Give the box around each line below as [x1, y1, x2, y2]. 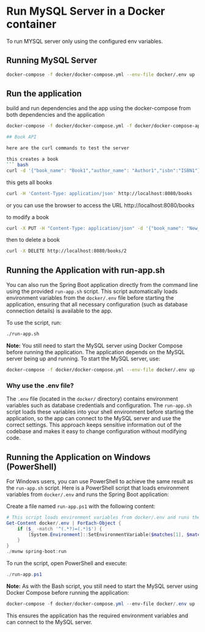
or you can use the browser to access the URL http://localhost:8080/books [6, 201, 195, 209]
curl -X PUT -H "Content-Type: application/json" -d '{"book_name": [6, 225, 184, 231]
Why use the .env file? [6, 381, 74, 390]
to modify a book [6, 213, 49, 221]
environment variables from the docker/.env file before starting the [6, 294, 174, 302]
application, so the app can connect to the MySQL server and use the [6, 415, 181, 422]
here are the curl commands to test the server [6, 145, 130, 151]
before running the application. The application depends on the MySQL [6, 349, 185, 355]
